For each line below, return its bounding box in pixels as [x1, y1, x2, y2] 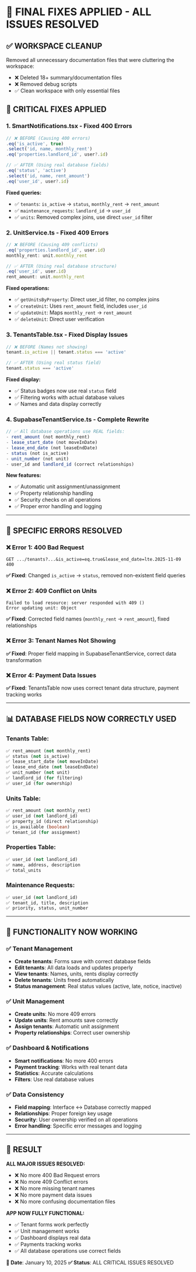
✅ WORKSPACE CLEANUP [6, 41, 103, 51]
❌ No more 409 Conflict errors [14, 1178, 89, 1185]
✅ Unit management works [14, 1228, 80, 1235]
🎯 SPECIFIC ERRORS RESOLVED [6, 526, 123, 536]
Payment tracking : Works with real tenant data [14, 1063, 128, 1070]
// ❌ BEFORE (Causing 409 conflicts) [6, 242, 99, 247]
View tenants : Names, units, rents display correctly [14, 970, 139, 977]
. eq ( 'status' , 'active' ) [6, 168, 66, 174]
